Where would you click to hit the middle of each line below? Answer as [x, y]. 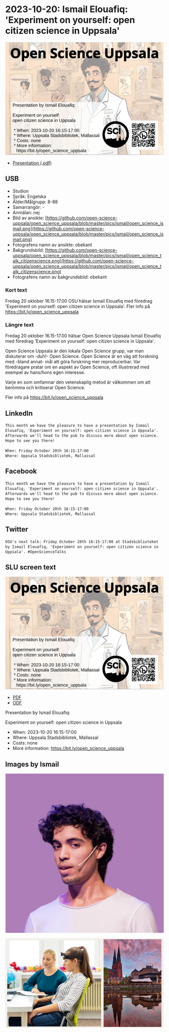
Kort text [16, 290]
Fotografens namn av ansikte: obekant [52, 245]
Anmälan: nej [26, 212]
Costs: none [25, 743]
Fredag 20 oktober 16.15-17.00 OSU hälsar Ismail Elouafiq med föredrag [79, 301]
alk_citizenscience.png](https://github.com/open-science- [73, 261]
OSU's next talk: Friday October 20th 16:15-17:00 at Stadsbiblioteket [82, 542]
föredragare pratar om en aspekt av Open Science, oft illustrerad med [77, 367]
